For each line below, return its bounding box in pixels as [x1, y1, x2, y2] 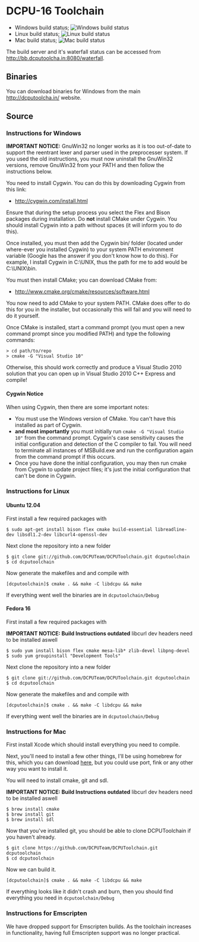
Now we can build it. [6, 866, 56, 873]
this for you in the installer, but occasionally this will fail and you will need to [6, 306, 192, 313]
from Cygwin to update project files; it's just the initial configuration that [14, 465, 191, 472]
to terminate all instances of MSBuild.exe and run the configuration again [14, 446, 194, 454]
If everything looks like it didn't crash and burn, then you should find [6, 888, 173, 895]
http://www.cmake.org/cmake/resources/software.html [14, 288, 150, 295]
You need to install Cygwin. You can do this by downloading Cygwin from [6, 180, 185, 187]
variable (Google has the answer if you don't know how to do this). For [6, 252, 179, 260]
